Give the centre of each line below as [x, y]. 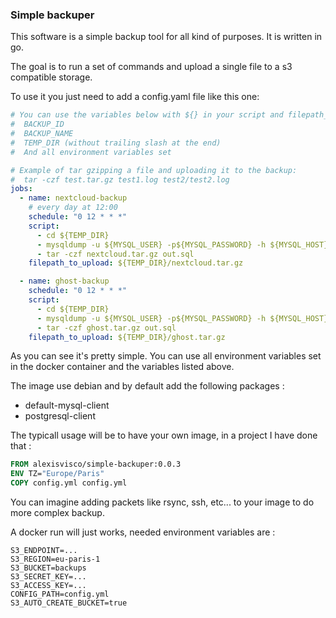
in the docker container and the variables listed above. [122, 367]
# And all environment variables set [91, 152]
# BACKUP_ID [37, 124]
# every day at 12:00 [73, 208]
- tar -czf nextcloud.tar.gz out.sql [115, 254]
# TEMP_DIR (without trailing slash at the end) [116, 143]
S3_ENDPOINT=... [44, 551]
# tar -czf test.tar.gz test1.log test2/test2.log [120, 179]
